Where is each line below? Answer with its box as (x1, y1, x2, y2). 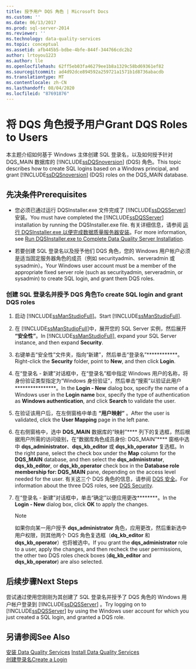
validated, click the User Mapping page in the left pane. (14, 416, 150, 423)
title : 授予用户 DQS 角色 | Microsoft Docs (6, 8, 109, 15)
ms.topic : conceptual (6, 42, 59, 48)
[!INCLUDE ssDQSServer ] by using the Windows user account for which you (6, 607, 190, 614)
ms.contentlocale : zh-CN (6, 80, 67, 86)
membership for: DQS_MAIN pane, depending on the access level (14, 468, 176, 475)
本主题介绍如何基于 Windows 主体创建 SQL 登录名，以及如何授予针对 (6, 151, 173, 158)
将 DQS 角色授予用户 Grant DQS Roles (6, 118, 188, 131)
